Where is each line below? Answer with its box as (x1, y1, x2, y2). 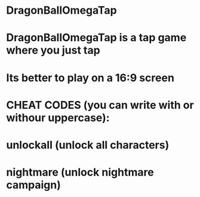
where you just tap (6, 44, 100, 57)
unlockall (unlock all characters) (6, 138, 170, 152)
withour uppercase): (6, 111, 110, 124)
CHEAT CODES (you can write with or (6, 98, 194, 112)
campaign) (6, 178, 61, 192)
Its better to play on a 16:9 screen (6, 71, 175, 84)
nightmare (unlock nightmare (6, 165, 154, 179)
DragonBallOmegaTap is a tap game (6, 31, 187, 45)
